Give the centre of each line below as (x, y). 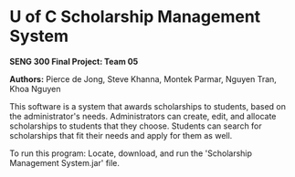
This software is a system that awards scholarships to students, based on (147, 106)
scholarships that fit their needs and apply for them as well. (121, 135)
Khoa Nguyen (35, 88)
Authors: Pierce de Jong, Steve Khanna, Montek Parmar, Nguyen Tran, (143, 78)
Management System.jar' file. (65, 162)
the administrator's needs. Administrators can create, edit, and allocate (143, 116)
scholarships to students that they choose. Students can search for (136, 126)
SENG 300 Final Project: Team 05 (74, 61)
